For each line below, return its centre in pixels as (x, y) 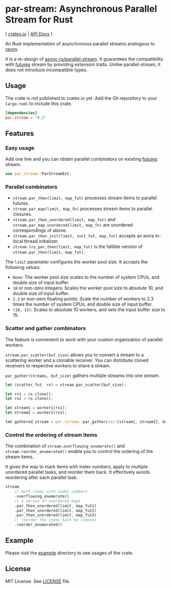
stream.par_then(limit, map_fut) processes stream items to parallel (84, 198)
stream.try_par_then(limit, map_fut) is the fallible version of (78, 247)
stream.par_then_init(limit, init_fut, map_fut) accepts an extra (83, 236)
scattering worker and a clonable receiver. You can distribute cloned (77, 360)
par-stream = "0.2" (26, 118)
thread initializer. (41, 241)
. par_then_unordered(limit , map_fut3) (55, 515)
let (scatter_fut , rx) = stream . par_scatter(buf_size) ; (66, 385)
